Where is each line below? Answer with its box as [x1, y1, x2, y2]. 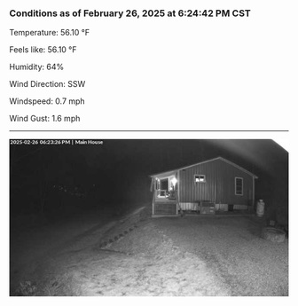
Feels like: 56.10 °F [9, 44, 77, 55]
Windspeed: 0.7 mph [9, 96, 86, 106]
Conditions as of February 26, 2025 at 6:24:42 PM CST [9, 7, 251, 20]
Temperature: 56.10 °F [9, 27, 90, 38]
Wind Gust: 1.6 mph [9, 114, 81, 124]
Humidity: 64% [9, 61, 65, 73]
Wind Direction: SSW [9, 79, 86, 90]
